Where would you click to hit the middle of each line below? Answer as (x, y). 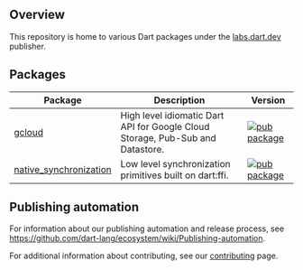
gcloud (28, 132)
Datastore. (142, 149)
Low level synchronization (175, 163)
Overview (37, 15)
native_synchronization (63, 169)
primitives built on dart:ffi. (174, 175)
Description (179, 100)
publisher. (28, 46)
